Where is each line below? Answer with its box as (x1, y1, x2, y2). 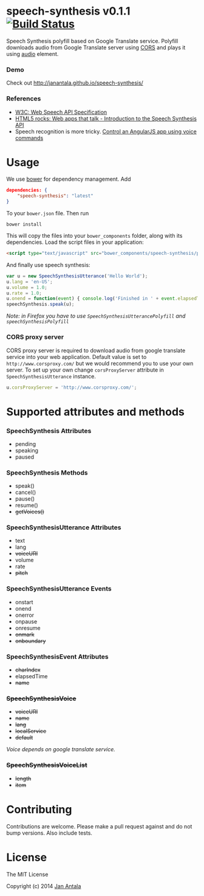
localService (15, 728, 47, 735)
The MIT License (6, 870, 49, 878)
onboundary (15, 637, 46, 644)
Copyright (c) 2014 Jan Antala (6, 882, 81, 889)
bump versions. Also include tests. (6, 829, 93, 836)
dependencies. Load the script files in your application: (6, 238, 144, 246)
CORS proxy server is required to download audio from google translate (6, 347, 186, 354)
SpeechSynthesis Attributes (6, 426, 92, 435)
